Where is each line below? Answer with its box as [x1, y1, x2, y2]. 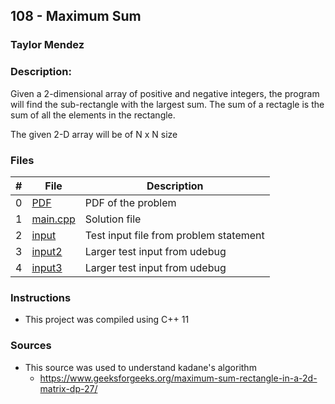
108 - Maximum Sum [10, 8, 142, 25]
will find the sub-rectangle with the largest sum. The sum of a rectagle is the [10, 98, 325, 110]
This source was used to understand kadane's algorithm [24, 361, 257, 373]
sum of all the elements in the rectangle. [10, 109, 176, 121]
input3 [31, 260, 63, 274]
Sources [10, 339, 52, 353]
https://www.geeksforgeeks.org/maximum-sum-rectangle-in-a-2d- [39, 372, 318, 384]
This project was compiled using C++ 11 [24, 314, 190, 326]
